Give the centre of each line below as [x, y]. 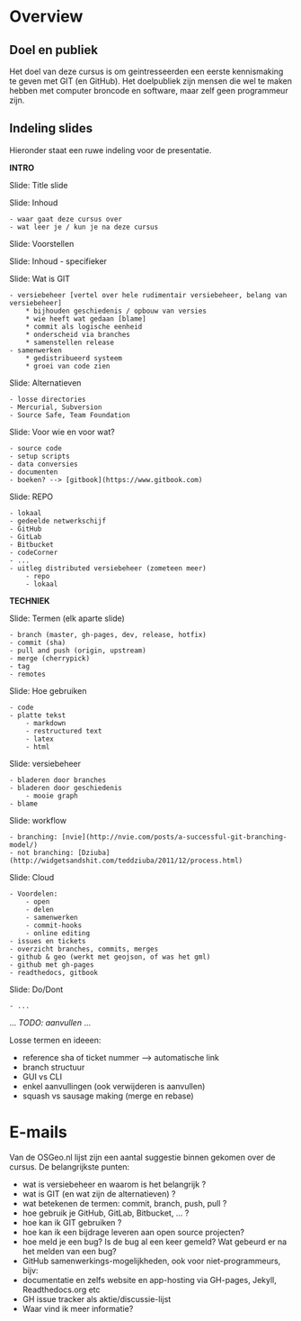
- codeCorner [34, 552]
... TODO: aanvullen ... [50, 1022]
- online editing [58, 933]
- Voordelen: [34, 894]
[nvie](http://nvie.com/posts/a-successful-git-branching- [174, 837]
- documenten [34, 472]
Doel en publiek [54, 50]
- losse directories [48, 399]
